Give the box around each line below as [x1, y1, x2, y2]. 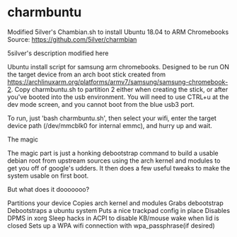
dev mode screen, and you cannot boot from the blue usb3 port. [7, 100, 195, 108]
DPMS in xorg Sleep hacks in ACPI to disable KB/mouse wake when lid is [7, 214, 219, 222]
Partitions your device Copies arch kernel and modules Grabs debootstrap [7, 199, 224, 207]
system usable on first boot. [7, 171, 89, 180]
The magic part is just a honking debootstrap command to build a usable [7, 149, 219, 157]
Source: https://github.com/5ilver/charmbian [7, 35, 137, 43]
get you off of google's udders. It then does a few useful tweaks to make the [7, 163, 231, 172]
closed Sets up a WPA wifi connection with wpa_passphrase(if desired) [7, 221, 216, 230]
